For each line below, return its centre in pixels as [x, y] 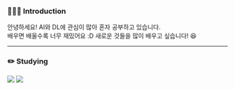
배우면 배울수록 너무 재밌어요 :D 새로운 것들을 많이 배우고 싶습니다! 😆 [102, 36]
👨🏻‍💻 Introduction [37, 11]
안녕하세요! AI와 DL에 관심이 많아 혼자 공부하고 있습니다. [84, 27]
